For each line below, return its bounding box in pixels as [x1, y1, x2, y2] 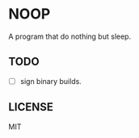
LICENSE [8, 100, 54, 114]
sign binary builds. [19, 76, 82, 86]
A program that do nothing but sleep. [8, 31, 132, 41]
